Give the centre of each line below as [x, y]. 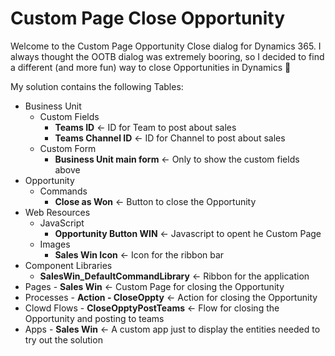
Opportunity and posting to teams [94, 318]
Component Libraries [68, 265]
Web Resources [57, 212]
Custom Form [68, 148]
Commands [63, 191]
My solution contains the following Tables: [97, 86]
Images [55, 244]
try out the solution [63, 339]
